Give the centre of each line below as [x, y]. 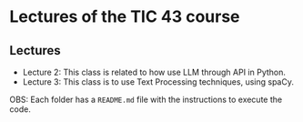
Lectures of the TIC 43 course [125, 17]
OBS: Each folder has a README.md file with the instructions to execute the [146, 99]
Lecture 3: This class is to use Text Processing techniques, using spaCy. [158, 82]
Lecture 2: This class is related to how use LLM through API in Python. [154, 72]
